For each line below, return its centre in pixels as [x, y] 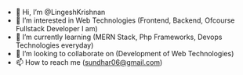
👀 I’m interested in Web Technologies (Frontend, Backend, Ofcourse [125, 20]
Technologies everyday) [54, 45]
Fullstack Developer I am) [56, 29]
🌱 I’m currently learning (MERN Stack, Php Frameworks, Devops [119, 37]
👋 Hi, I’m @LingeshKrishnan [60, 12]
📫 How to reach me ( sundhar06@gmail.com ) [89, 62]
